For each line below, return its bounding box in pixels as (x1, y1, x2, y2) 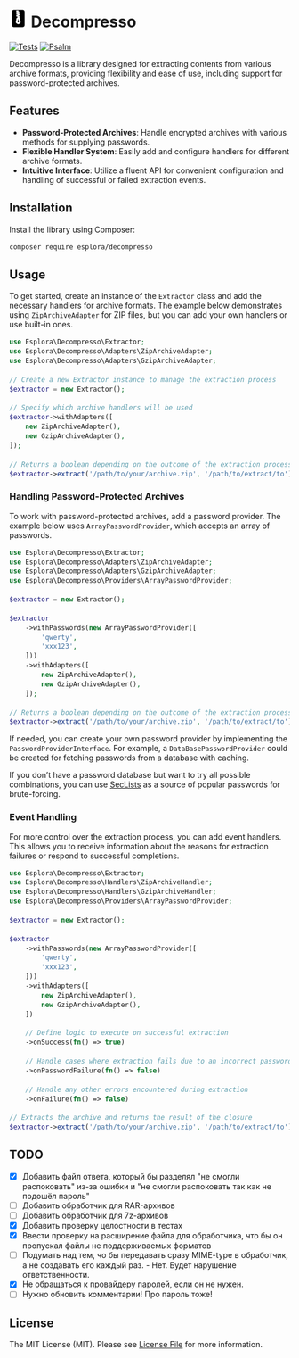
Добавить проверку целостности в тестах (21, 1221, 183, 1231)
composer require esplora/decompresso (9, 242, 153, 252)
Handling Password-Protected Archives (9, 491, 185, 503)
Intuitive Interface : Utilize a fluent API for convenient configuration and (21, 165, 285, 176)
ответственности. (21, 1270, 91, 1280)
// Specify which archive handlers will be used (9, 403, 193, 412)
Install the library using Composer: (9, 224, 135, 235)
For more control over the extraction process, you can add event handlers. (9, 831, 282, 842)
